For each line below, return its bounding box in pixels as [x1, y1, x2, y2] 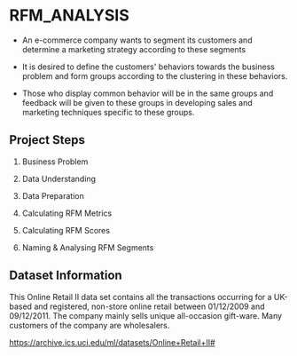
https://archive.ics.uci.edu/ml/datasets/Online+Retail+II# [9, 336, 215, 347]
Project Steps [9, 132, 86, 147]
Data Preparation [21, 190, 84, 201]
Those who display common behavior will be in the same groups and [21, 88, 274, 99]
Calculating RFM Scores [21, 225, 111, 235]
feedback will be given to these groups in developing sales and [21, 97, 253, 107]
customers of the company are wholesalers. [9, 320, 170, 330]
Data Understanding [21, 173, 96, 184]
